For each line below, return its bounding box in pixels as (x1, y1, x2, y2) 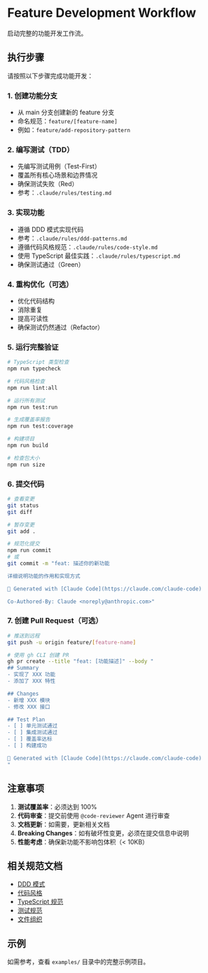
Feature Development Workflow (7, 5, 197, 21)
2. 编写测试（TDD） (7, 145, 74, 154)
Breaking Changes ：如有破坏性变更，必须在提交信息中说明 (17, 828, 189, 837)
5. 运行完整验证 (7, 342, 59, 352)
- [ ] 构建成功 (7, 742, 48, 749)
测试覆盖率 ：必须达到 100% (17, 802, 97, 811)
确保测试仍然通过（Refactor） (17, 323, 104, 331)
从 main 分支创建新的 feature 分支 (17, 108, 115, 117)
